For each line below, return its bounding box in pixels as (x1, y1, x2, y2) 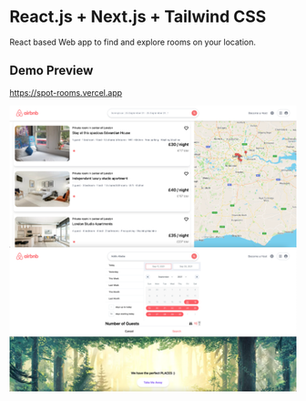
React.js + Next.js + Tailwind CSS (9, 6, 267, 27)
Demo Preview (9, 63, 94, 78)
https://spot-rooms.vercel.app (9, 87, 123, 98)
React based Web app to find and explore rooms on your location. (9, 36, 257, 47)
